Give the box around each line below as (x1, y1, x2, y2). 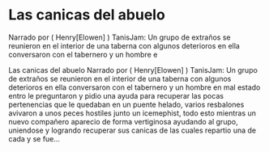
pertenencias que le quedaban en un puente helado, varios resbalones (8, 99, 245, 109)
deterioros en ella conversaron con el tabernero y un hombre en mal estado (8, 82, 261, 92)
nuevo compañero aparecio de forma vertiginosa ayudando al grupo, (8, 116, 238, 126)
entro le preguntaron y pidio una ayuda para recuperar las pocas (8, 91, 224, 100)
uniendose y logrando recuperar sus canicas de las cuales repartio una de (8, 125, 257, 135)
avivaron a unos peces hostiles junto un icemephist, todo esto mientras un (8, 108, 257, 118)
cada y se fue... (8, 133, 61, 143)
